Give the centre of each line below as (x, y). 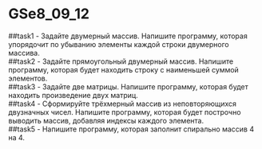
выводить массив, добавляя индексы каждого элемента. (106, 120)
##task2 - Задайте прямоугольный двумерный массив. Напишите (121, 61)
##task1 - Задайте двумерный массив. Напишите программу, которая (128, 36)
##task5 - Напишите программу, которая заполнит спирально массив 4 (131, 129)
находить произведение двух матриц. (73, 95)
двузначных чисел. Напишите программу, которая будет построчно (125, 112)
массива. (24, 53)
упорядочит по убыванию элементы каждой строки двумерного (119, 44)
